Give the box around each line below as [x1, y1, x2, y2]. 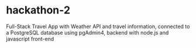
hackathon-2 [6, 4, 71, 17]
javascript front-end [6, 35, 54, 42]
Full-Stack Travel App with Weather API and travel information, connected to [6, 23, 190, 30]
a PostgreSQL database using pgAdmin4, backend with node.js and [6, 29, 169, 36]
